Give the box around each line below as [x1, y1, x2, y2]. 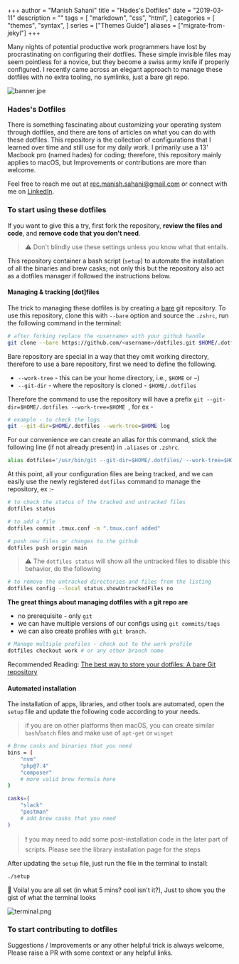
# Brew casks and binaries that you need [7, 743, 132, 750]
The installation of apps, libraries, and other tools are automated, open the [7, 700, 225, 708]
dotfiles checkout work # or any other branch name [7, 647, 164, 654]
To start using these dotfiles [7, 205, 107, 215]
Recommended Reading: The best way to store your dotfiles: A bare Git [7, 660, 216, 669]
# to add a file [7, 518, 55, 525]
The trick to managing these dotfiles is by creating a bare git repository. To [7, 303, 226, 312]
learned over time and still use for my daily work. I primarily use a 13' [7, 143, 208, 152]
